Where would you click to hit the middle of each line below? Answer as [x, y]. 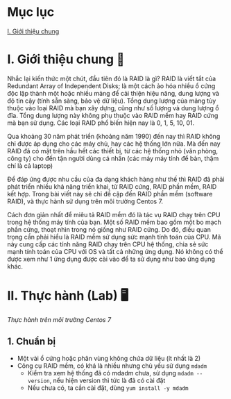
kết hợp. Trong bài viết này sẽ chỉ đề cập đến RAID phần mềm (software [110, 194]
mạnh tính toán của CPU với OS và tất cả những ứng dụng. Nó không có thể [115, 251]
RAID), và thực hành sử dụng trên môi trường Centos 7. [85, 201]
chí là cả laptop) [30, 165]
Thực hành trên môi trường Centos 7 [59, 319]
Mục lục [31, 12]
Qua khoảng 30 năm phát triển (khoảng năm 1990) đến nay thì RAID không [114, 136]
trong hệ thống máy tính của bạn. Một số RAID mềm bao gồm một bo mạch [114, 222]
